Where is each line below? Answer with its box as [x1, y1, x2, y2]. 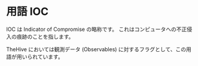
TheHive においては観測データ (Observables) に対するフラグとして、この [6, 45, 187, 53]
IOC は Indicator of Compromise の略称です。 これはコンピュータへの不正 [6, 26, 187, 33]
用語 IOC [6, 5, 49, 18]
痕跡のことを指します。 [16, 33, 74, 40]
